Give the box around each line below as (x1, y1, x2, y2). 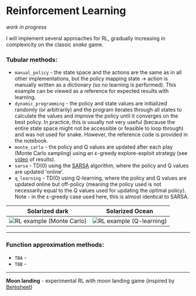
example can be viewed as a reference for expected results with (14, 88, 169, 95)
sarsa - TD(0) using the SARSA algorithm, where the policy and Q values (14, 162, 189, 169)
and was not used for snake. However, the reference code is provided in (14, 131, 188, 138)
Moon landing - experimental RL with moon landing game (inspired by (6, 277, 175, 284)
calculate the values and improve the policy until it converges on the (14, 112, 178, 119)
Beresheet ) (6, 283, 33, 290)
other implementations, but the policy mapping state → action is (14, 75, 168, 82)
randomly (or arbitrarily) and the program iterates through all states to (14, 106, 182, 113)
